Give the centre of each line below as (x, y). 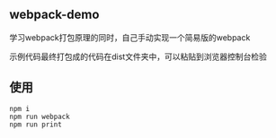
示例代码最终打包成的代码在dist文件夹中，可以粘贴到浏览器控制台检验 (138, 56)
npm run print (36, 125)
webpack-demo (54, 15)
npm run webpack (40, 116)
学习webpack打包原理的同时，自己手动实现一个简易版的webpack (130, 37)
